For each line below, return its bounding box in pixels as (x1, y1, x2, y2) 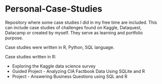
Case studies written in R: (5, 53, 56, 59)
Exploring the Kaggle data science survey (12, 63, 96, 69)
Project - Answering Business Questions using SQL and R (12, 73, 127, 79)
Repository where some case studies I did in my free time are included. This (5, 19, 157, 25)
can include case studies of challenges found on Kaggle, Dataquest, (5, 24, 142, 30)
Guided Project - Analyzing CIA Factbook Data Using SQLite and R (12, 68, 145, 74)
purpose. (5, 35, 23, 41)
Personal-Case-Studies (5, 3, 103, 15)
